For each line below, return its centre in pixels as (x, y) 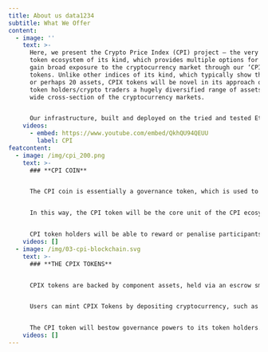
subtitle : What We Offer (49, 23)
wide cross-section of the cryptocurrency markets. (117, 97)
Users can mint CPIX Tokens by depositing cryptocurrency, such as (144, 307)
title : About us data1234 (51, 16)
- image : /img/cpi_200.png (60, 155)
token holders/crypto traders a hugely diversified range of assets (146, 90)
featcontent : (30, 148)
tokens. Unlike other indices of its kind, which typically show (140, 75)
